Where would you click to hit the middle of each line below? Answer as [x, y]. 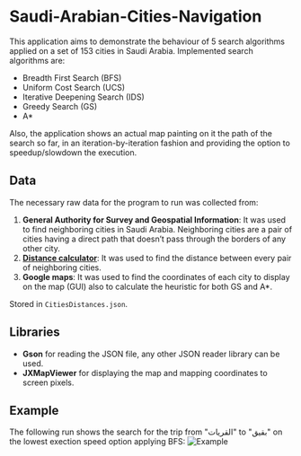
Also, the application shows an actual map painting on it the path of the [141, 133]
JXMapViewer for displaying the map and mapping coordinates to [145, 373]
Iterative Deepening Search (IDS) [84, 97]
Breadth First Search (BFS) [72, 77]
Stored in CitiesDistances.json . [69, 303]
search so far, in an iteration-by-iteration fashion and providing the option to [150, 143]
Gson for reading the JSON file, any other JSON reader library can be [151, 354]
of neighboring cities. [62, 267]
